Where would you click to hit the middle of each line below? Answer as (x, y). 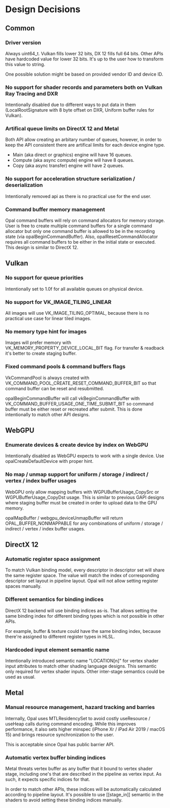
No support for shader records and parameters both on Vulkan (84, 87)
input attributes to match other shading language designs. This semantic (81, 666)
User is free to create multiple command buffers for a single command (79, 226)
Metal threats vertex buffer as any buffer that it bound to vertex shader (79, 768)
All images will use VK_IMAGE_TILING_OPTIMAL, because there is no (77, 313)
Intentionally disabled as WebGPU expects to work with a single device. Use (85, 456)
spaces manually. (24, 586)
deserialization (24, 185)
